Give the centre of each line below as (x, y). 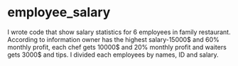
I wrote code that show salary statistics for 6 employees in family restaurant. (119, 32)
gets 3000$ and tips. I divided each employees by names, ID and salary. (113, 55)
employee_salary (59, 12)
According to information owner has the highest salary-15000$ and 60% (113, 39)
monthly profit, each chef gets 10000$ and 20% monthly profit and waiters (117, 47)
